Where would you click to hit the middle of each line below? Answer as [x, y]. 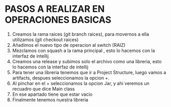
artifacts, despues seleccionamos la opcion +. [61, 78]
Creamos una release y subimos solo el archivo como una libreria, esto [87, 61]
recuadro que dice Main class [44, 88]
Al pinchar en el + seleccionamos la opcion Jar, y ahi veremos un [81, 83]
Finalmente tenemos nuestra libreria [50, 100]
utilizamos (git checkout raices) [45, 40]
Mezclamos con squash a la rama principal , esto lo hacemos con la [83, 50]
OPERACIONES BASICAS [58, 20]
